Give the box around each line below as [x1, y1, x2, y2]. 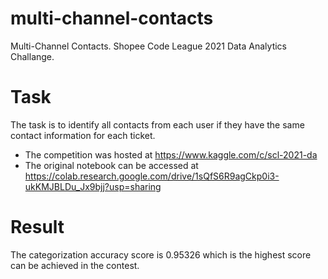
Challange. [10, 50, 55, 62]
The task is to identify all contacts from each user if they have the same [10, 118, 305, 131]
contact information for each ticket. [10, 129, 156, 141]
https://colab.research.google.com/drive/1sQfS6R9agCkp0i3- [24, 170, 280, 182]
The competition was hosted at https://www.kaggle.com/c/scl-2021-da [24, 148, 318, 161]
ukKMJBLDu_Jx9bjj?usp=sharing [24, 180, 162, 192]
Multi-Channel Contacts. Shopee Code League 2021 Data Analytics [10, 40, 287, 52]
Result [10, 216, 65, 239]
